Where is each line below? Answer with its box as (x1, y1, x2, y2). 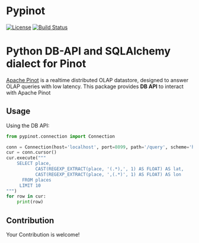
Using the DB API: (6, 122, 50, 129)
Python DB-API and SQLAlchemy (6, 44, 171, 58)
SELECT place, (17, 161, 52, 167)
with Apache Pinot (6, 89, 51, 96)
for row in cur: (6, 193, 46, 199)
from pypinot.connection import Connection (6, 133, 115, 140)
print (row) (17, 199, 44, 205)
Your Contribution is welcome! (6, 231, 80, 238)
